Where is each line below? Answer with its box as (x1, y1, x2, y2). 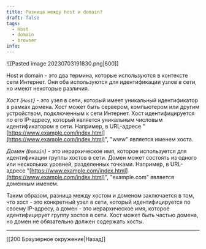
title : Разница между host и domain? (6, 9, 103, 15)
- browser (12, 37, 37, 43)
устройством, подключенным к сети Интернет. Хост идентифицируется (6, 110, 195, 117)
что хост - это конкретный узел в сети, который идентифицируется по (6, 198, 191, 206)
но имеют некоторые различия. (6, 84, 90, 92)
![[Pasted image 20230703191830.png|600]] (6, 59, 119, 67)
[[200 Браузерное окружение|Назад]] (6, 235, 106, 242)
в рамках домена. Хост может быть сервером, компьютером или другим (6, 103, 200, 110)
